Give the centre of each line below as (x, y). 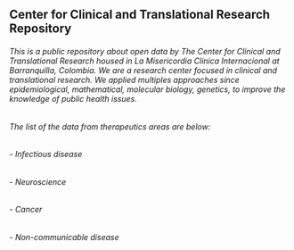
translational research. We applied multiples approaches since (125, 79)
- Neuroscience (38, 181)
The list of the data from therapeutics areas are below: (110, 126)
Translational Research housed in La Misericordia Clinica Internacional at (144, 61)
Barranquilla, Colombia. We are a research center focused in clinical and (143, 70)
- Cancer (26, 210)
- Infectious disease (46, 154)
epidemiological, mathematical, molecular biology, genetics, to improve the (147, 89)
